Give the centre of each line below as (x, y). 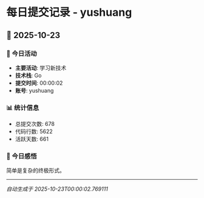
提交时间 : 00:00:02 (39, 83)
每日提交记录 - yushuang (69, 12)
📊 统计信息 (23, 108)
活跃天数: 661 (32, 139)
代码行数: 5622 (34, 131)
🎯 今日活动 (22, 53)
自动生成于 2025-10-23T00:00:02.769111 (57, 189)
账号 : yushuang (34, 90)
